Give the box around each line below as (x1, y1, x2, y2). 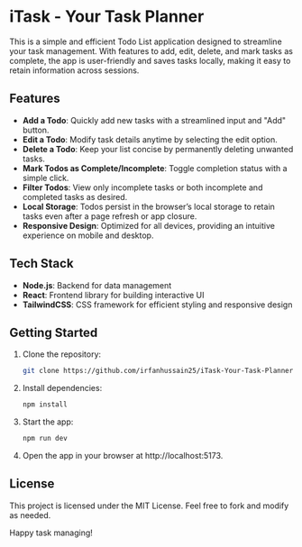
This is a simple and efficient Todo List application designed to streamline (9, 36, 282, 47)
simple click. (22, 172, 69, 183)
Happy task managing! (9, 527, 93, 538)
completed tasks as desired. (22, 191, 128, 202)
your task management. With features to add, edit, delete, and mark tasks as (9, 45, 293, 56)
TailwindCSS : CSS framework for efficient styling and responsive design (22, 299, 293, 310)
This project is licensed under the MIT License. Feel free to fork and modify (9, 500, 289, 511)
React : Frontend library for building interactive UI (22, 289, 205, 300)
